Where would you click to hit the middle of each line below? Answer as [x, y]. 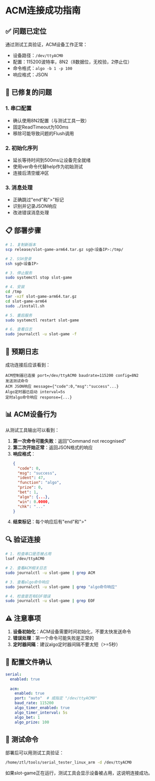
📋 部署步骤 [23, 230]
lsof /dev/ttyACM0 [25, 559]
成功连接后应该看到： [28, 365]
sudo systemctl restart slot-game [42, 320]
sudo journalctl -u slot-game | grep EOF [50, 601]
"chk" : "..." [32, 506]
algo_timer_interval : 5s [41, 713]
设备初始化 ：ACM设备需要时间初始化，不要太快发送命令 [72, 632]
